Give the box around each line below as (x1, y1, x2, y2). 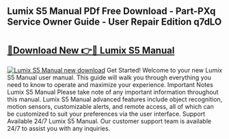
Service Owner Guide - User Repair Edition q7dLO (7, 16, 222, 28)
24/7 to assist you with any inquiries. (7, 125, 111, 132)
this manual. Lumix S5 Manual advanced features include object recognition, (7, 95, 223, 103)
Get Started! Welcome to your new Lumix (107, 66, 223, 74)
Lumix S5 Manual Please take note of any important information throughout (7, 88, 219, 96)
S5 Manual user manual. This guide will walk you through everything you (7, 73, 212, 81)
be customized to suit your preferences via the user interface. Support (7, 110, 206, 118)
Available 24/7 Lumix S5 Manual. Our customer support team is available (7, 117, 212, 125)
